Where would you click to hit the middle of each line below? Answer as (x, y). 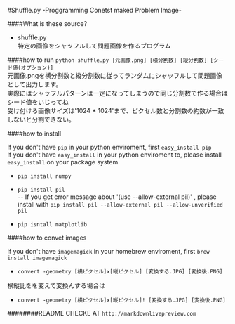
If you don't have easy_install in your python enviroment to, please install (115, 155)
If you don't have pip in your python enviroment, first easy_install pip (109, 147)
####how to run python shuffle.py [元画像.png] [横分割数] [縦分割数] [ (110, 60)
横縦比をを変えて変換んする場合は (56, 285)
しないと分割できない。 (41, 119)
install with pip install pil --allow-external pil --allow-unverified (120, 204)
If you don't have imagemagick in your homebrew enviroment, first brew (109, 251)
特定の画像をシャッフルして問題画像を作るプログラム (94, 46)
